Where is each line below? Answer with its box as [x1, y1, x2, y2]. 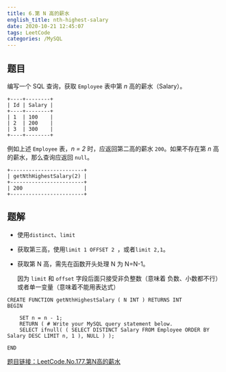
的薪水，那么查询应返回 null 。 [7, 153, 94, 161]
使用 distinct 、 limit [16, 230, 75, 238]
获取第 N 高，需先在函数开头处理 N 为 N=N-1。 [16, 260, 149, 268]
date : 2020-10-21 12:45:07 [7, 23, 84, 29]
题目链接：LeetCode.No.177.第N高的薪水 [7, 357, 121, 365]
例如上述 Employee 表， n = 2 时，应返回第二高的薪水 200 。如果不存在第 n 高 [7, 145, 219, 153]
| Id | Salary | [7, 101, 53, 108]
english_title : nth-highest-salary [7, 16, 109, 23]
